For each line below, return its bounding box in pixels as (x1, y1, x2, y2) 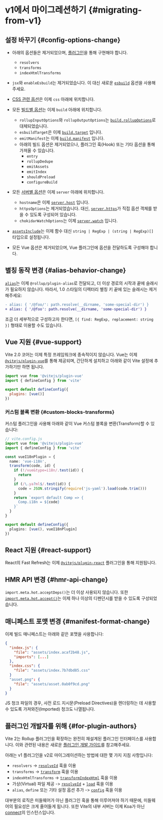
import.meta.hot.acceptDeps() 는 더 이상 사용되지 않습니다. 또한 (5, 589, 128, 595)
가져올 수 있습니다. (19, 147, 55, 153)
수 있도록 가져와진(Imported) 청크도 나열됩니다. (5, 706, 95, 712)
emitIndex (26, 169, 47, 174)
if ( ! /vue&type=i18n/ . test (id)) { (14, 468, 84, 473)
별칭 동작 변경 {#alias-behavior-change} (5, 266, 127, 275)
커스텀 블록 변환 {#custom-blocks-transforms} (5, 409, 115, 415)
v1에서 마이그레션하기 (5, 4, 87, 16)
